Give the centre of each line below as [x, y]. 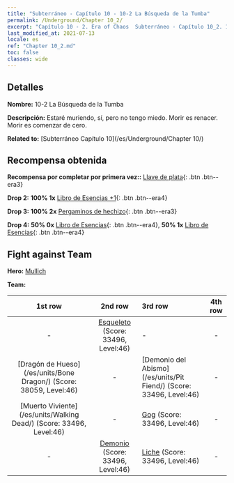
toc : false [23, 53]
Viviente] [63, 406]
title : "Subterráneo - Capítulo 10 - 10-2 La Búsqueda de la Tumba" [109, 14]
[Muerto [33, 406]
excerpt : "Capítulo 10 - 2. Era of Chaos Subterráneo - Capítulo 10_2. [115, 26]
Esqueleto [115, 323]
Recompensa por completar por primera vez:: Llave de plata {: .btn [104, 177]
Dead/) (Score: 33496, [49, 424]
